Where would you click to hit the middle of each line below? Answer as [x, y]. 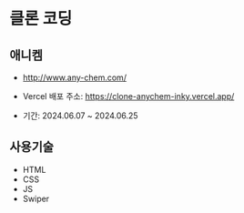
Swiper [36, 198]
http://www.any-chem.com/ [75, 77]
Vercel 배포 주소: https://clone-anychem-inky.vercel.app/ [128, 96]
